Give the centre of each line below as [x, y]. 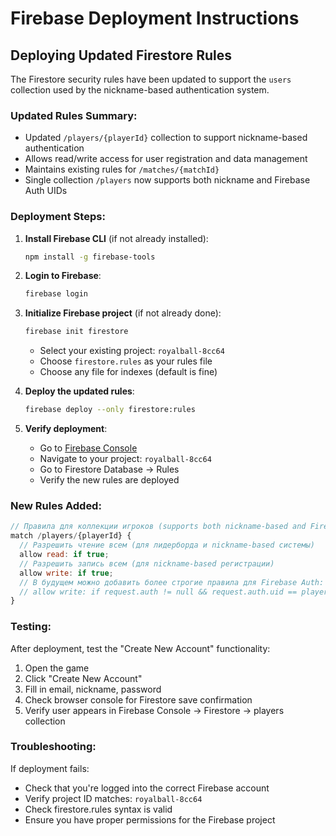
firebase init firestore [76, 332]
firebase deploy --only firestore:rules [110, 410]
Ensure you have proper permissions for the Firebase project [150, 819]
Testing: [31, 627]
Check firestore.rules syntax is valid [98, 809]
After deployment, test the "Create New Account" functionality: [140, 648]
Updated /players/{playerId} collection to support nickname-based [166, 138]
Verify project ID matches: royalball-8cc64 [113, 798]
